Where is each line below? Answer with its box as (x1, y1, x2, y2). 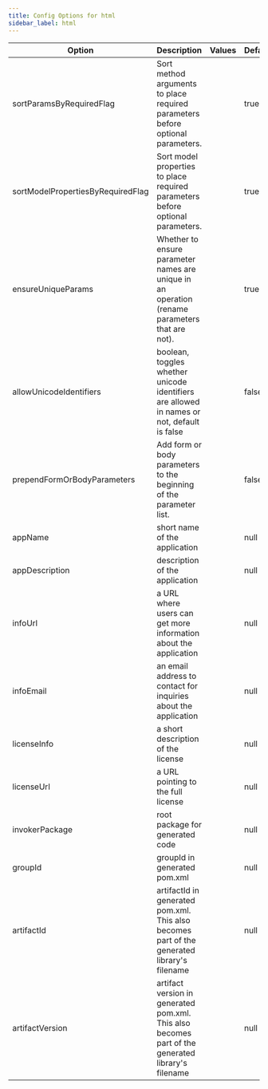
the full (156, 786, 183, 797)
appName (12, 531, 49, 543)
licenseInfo (12, 738, 54, 749)
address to (156, 670, 197, 681)
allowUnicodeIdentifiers (12, 386, 101, 397)
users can (156, 607, 194, 618)
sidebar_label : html (8, 19, 77, 27)
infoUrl (12, 617, 38, 629)
